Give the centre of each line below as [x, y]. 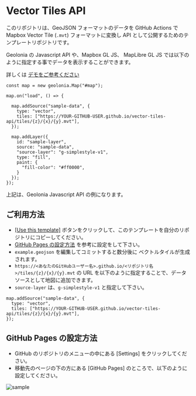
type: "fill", [34, 157]
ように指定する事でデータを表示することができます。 [70, 62]
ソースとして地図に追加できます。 [55, 280]
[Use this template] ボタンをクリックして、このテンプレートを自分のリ [99, 230]
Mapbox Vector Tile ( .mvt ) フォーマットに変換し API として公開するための [95, 35]
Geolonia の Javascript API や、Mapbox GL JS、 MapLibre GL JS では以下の [98, 54]
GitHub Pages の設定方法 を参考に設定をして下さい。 [79, 245]
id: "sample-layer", [42, 142]
